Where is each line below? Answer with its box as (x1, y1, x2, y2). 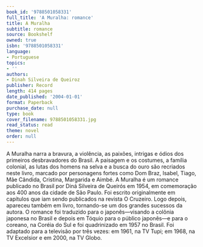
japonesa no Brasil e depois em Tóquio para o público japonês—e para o (6, 214, 188, 222)
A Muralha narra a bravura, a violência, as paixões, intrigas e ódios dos (6, 150, 184, 157)
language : (6, 49, 32, 55)
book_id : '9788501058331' (6, 9, 72, 15)
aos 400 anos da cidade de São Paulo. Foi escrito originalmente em (6, 189, 176, 196)
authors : (6, 71, 29, 77)
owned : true (6, 37, 36, 43)
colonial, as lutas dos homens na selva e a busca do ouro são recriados (6, 162, 185, 170)
